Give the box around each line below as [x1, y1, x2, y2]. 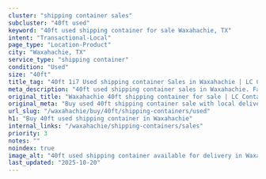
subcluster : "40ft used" [8, 19, 90, 27]
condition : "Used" [8, 63, 69, 71]
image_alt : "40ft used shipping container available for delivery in [8, 151, 243, 159]
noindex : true [8, 144, 55, 152]
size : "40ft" [8, 70, 51, 78]
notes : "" [8, 136, 41, 145]
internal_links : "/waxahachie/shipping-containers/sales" [8, 122, 203, 130]
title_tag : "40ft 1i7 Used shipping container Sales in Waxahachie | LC [8, 78, 253, 86]
